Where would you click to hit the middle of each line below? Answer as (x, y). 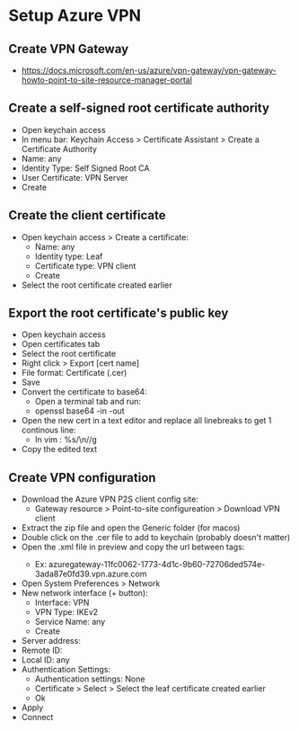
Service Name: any (70, 622)
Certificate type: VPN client (85, 265)
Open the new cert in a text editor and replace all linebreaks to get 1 (146, 421)
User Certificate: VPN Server (75, 177)
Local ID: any (46, 660)
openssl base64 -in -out (79, 411)
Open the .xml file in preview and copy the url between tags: (133, 547)
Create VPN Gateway (69, 49)
